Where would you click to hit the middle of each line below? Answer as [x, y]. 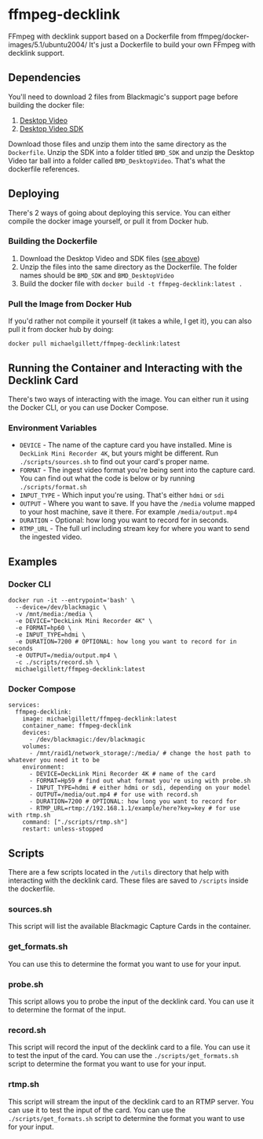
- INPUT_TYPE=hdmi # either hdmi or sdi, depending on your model [140, 788]
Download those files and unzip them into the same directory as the [118, 144]
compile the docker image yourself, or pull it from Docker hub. [109, 221]
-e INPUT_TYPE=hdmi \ [51, 635]
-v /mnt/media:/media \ [54, 614]
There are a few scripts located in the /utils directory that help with [119, 872]
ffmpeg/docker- [224, 36]
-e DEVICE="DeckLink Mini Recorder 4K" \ [84, 621]
